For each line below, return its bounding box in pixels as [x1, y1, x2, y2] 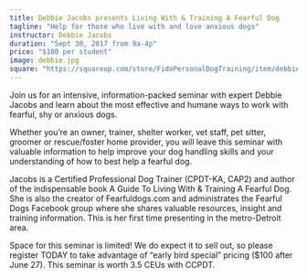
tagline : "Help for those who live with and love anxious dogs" [9, 22, 259, 31]
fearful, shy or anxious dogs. [9, 109, 118, 120]
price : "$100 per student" [9, 48, 112, 57]
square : [9, 65, 39, 74]
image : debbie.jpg [9, 56, 79, 65]
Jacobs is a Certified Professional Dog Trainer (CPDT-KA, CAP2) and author [9, 173, 295, 184]
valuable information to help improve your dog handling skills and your [9, 145, 274, 156]
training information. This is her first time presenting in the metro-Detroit [9, 212, 281, 223]
